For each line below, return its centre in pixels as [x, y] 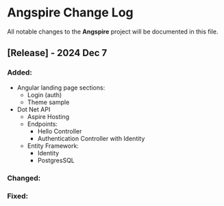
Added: [20, 73]
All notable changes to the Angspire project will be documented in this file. [113, 31]
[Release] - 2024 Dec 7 [57, 53]
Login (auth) [45, 94]
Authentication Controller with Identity [91, 138]
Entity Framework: [53, 146]
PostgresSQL [56, 160]
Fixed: [18, 196]
